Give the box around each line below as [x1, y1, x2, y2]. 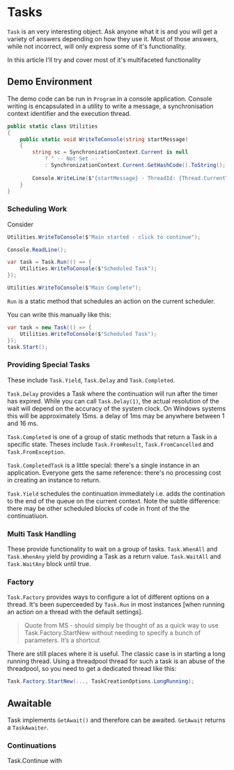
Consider [7, 220, 33, 228]
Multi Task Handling [7, 528, 77, 538]
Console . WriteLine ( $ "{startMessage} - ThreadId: [32, 175, 176, 182]
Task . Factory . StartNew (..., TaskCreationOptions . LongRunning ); [7, 678, 195, 685]
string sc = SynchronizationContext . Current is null [32, 149, 189, 156]
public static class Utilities [7, 123, 98, 130]
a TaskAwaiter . [7, 723, 49, 732]
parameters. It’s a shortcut [24, 636, 100, 644]
